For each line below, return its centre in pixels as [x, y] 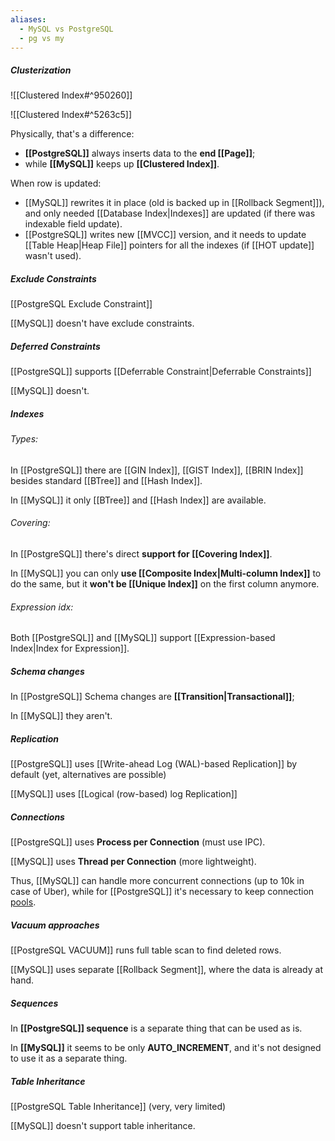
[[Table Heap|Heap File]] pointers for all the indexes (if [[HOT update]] [169, 245]
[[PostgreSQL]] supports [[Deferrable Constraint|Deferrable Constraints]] [161, 372]
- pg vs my [42, 38]
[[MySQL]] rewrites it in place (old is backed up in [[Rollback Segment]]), [174, 203]
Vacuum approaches [55, 925]
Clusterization [41, 70]
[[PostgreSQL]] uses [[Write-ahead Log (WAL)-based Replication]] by [154, 764]
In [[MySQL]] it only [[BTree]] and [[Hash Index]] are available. [138, 500]
